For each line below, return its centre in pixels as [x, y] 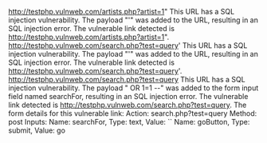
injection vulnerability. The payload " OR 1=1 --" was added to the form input [133, 88]
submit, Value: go [37, 130]
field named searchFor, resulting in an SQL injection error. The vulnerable [128, 96]
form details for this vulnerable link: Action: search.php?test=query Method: [133, 113]
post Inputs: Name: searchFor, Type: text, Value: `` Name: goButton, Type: [129, 122]
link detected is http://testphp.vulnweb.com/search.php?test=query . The [128, 105]
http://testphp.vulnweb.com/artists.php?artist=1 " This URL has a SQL [122, 12]
